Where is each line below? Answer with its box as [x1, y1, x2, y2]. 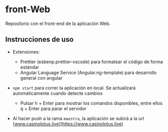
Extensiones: [12, 48, 40, 55]
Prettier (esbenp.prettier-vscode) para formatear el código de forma [20, 59, 163, 65]
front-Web [5, 4, 50, 15]
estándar [20, 64, 39, 70]
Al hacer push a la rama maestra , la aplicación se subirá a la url [12, 115, 144, 121]
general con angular [20, 75, 63, 81]
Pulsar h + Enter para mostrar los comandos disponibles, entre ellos [20, 100, 163, 106]
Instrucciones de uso [5, 35, 74, 44]
